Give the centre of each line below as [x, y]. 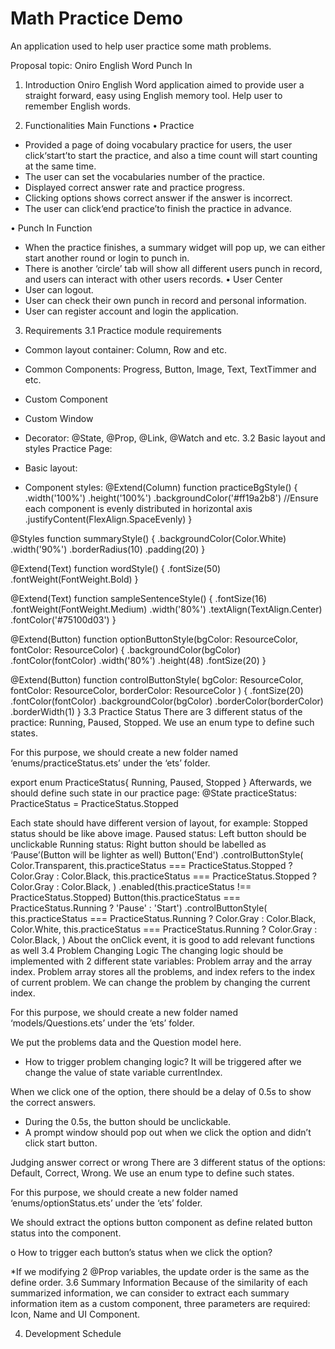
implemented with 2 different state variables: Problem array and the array [161, 961]
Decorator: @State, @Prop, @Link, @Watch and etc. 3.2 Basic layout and [175, 438]
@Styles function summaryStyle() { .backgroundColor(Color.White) [148, 538]
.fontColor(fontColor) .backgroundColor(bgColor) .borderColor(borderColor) [167, 701]
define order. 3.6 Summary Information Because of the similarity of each [159, 1282]
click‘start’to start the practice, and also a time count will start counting [171, 155]
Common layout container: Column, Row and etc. [126, 349]
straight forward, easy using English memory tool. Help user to [153, 95]
